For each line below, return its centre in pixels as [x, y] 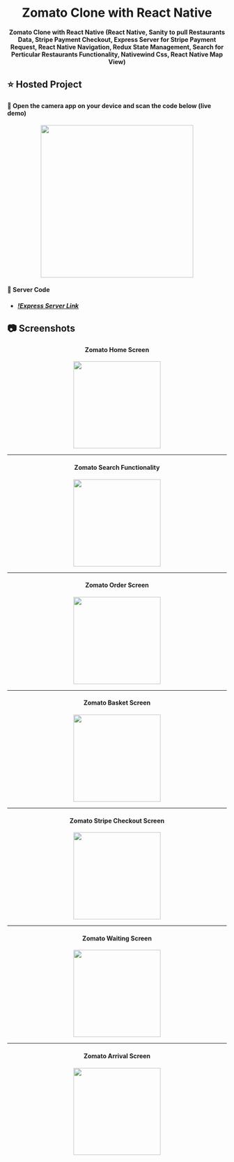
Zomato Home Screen [117, 349]
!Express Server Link [48, 305]
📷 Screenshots [41, 329]
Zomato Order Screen [117, 585]
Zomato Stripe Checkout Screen [117, 820]
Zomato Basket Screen [117, 703]
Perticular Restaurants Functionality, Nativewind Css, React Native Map [117, 54]
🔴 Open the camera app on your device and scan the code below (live [109, 105]
